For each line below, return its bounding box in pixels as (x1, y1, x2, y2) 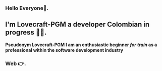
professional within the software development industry (5, 47, 124, 53)
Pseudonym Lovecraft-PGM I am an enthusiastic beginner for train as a (5, 42, 157, 48)
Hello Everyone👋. (5, 5, 49, 12)
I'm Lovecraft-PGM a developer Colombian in (5, 20, 150, 29)
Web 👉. (5, 60, 26, 67)
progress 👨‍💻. (5, 28, 47, 37)
